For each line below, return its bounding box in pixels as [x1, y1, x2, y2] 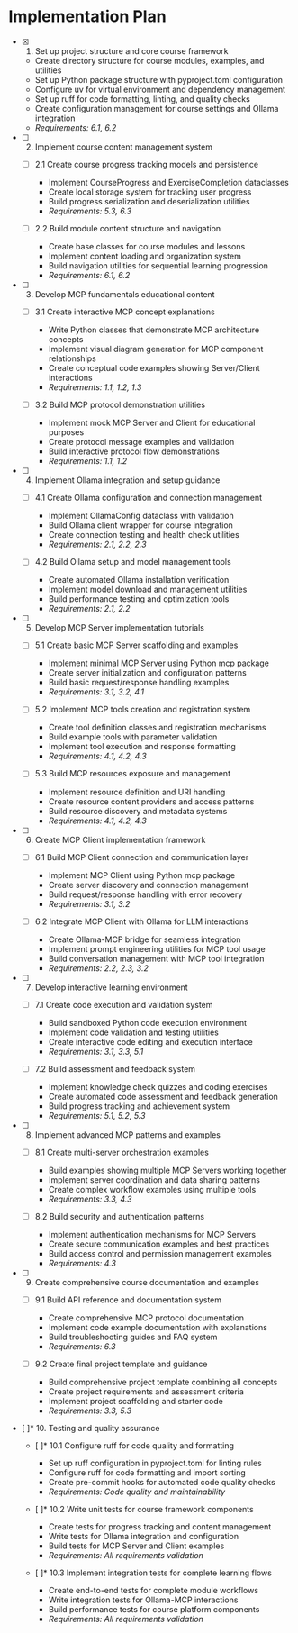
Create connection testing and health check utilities [48, 530, 239, 540]
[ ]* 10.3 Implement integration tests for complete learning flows [34, 1567, 272, 1578]
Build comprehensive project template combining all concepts [48, 1376, 278, 1387]
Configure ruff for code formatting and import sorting [48, 1467, 247, 1478]
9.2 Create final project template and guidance [34, 1358, 208, 1369]
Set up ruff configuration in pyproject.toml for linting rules [48, 1457, 262, 1468]
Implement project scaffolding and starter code [48, 1396, 224, 1406]
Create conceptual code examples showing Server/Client [48, 363, 260, 374]
